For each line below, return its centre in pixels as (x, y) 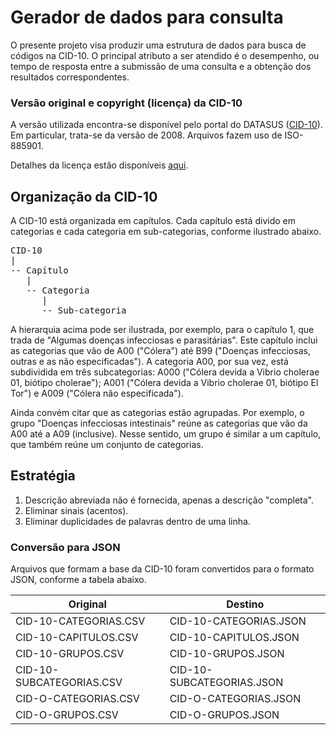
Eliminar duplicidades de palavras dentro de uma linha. (137, 521)
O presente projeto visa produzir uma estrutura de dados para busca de (158, 45)
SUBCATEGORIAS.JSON (226, 683)
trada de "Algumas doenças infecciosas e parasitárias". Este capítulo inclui (164, 340)
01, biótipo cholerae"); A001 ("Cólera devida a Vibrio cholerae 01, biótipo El (164, 383)
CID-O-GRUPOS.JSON (224, 715)
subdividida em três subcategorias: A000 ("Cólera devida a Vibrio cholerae (165, 372)
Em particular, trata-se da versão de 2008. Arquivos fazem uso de (146, 135)
